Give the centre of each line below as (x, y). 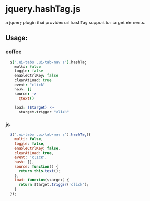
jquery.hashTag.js (43, 9)
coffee (13, 52)
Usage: (17, 38)
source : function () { (36, 167)
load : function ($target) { (42, 180)
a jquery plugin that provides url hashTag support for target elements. (75, 22)
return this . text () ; (39, 171)
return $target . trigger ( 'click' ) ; (54, 185)
